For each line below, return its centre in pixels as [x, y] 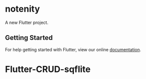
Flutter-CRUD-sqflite [48, 69]
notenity [23, 9]
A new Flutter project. [27, 22]
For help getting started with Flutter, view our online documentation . [73, 49]
